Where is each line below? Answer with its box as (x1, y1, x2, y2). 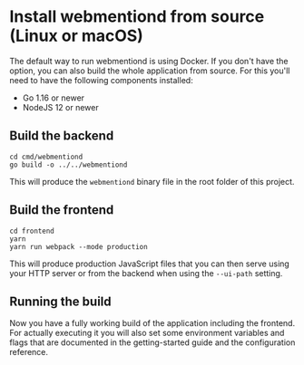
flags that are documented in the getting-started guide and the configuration (9, 337, 296, 348)
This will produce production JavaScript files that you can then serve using (9, 258, 290, 269)
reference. (9, 347, 48, 358)
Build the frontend (9, 202, 114, 218)
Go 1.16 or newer (22, 92, 84, 103)
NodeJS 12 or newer (22, 101, 99, 112)
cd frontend (9, 226, 54, 235)
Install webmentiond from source (9, 6, 265, 27)
